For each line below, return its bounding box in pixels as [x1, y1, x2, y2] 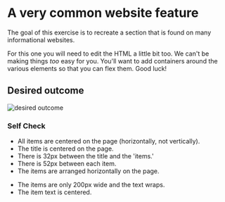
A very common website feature [7, 5, 199, 21]
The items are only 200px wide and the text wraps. [17, 181, 165, 189]
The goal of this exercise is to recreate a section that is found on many [7, 28, 212, 37]
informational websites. [7, 35, 75, 44]
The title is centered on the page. [17, 144, 114, 153]
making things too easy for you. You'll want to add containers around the [7, 56, 218, 65]
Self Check [7, 121, 46, 131]
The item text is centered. [17, 188, 92, 196]
